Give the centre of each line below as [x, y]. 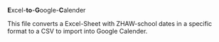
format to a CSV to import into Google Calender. [78, 31]
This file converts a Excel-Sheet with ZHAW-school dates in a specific [110, 23]
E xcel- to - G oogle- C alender [47, 10]
